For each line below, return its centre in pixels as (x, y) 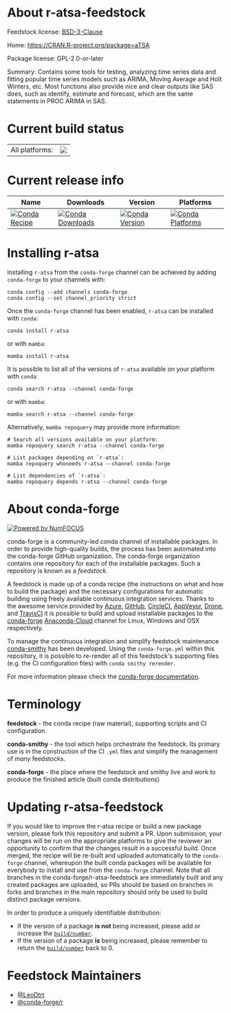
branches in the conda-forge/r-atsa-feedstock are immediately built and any (115, 877)
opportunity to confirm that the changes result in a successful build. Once (112, 848)
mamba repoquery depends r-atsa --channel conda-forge (87, 482)
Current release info (66, 181)
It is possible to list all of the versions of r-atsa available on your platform (111, 369)
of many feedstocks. (36, 758)
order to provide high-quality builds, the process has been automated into (112, 548)
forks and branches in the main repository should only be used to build (107, 892)
